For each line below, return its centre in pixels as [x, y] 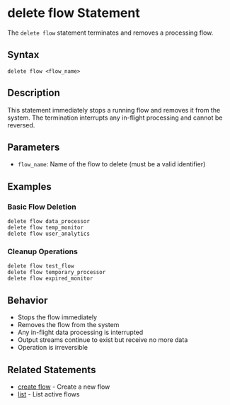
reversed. [21, 125]
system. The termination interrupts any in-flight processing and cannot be [115, 118]
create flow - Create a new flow [64, 387]
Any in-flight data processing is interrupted [80, 332]
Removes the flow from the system [68, 325]
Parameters [34, 147]
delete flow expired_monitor [50, 279]
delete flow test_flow [41, 266]
